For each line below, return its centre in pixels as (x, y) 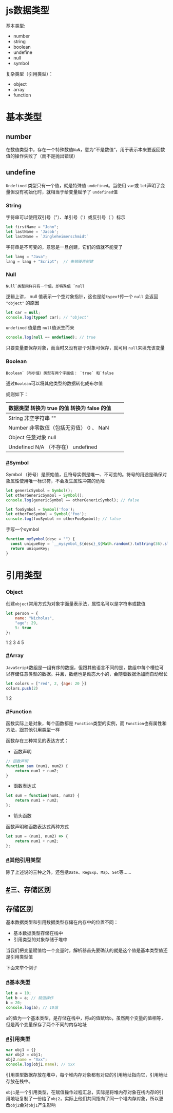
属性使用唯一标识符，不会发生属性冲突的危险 (57, 481)
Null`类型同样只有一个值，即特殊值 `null (45, 286)
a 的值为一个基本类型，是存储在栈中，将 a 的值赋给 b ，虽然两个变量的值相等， (86, 1018)
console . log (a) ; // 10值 (32, 1008)
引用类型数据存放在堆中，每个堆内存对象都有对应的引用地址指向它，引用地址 (87, 1075)
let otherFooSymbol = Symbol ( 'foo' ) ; (46, 514)
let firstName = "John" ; (32, 227)
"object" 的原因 (23, 303)
